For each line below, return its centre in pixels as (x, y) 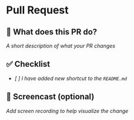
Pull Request (37, 10)
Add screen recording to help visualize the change (67, 111)
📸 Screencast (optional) (50, 97)
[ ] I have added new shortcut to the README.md (71, 78)
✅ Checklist (28, 64)
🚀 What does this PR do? (52, 32)
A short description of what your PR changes (61, 46)
